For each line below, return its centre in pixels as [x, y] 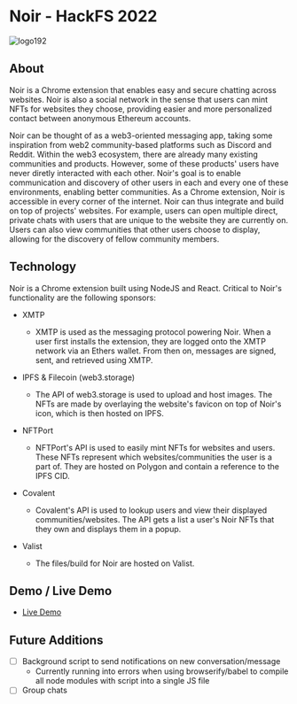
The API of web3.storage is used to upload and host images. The [154, 394]
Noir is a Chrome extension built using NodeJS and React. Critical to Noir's [145, 288]
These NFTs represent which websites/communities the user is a [154, 457]
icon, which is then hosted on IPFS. [99, 413]
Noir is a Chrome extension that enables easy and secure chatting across [143, 89]
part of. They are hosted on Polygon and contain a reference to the [157, 466]
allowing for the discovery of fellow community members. [114, 239]
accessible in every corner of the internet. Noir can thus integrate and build [147, 201]
